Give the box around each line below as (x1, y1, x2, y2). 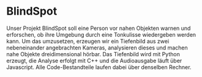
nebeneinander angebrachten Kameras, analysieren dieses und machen (6, 44, 188, 51)
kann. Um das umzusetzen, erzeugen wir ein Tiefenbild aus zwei (6, 37, 170, 45)
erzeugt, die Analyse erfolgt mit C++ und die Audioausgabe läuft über (6, 57, 182, 64)
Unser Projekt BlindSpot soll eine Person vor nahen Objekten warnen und (6, 24, 191, 32)
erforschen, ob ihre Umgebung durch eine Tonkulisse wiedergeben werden (6, 31, 196, 38)
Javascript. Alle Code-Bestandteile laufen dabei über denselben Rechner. (6, 63, 192, 71)
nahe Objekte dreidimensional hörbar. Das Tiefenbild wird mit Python (6, 50, 181, 57)
